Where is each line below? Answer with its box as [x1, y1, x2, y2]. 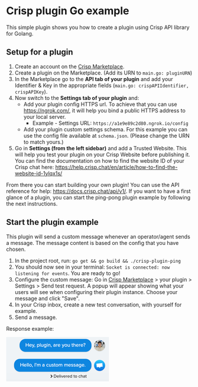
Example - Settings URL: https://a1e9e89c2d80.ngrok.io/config [32, 120, 189, 127]
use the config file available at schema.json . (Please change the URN [23, 132, 190, 139]
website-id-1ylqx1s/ [14, 170, 63, 177]
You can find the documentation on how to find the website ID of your [14, 157, 184, 164]
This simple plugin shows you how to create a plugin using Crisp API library [6, 24, 190, 31]
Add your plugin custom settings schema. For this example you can [23, 125, 188, 133]
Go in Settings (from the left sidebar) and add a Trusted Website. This [14, 144, 187, 151]
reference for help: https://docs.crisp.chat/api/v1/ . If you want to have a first [6, 188, 191, 195]
